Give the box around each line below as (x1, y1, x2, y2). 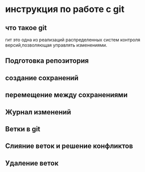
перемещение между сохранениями (5, 91, 128, 99)
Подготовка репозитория (5, 57, 89, 65)
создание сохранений (5, 74, 79, 82)
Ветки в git (5, 124, 41, 133)
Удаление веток (5, 159, 59, 167)
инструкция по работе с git (5, 4, 124, 15)
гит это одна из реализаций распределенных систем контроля (5, 37, 140, 43)
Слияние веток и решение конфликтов (5, 142, 133, 150)
